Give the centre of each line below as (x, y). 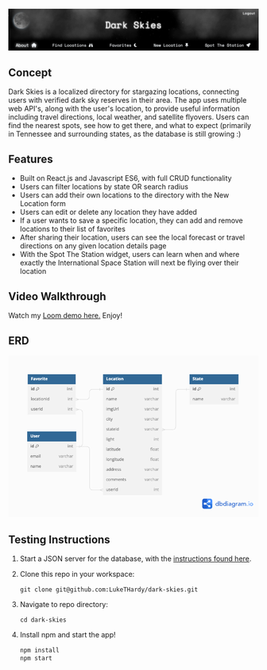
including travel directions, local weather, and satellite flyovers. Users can (129, 117)
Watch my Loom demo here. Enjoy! (66, 316)
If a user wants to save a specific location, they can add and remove (132, 220)
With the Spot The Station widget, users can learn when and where (130, 255)
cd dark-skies (43, 620)
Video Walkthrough (57, 296)
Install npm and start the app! (68, 635)
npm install (39, 651)
